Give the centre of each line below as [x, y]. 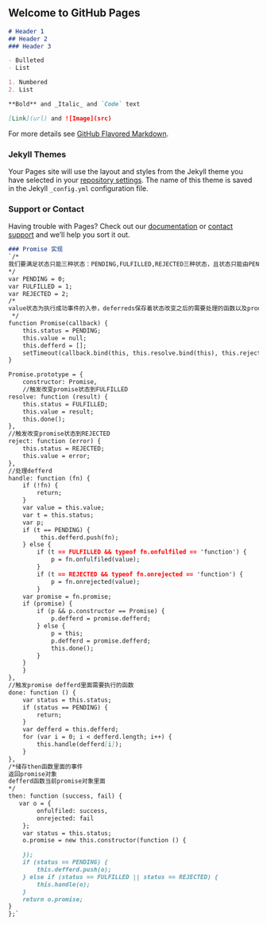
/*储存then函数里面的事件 [46, 767]
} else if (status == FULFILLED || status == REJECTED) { [120, 877]
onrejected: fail [65, 818]
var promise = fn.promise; [67, 597]
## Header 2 [28, 39]
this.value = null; [55, 338]
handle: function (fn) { [49, 478]
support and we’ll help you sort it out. [69, 235]
